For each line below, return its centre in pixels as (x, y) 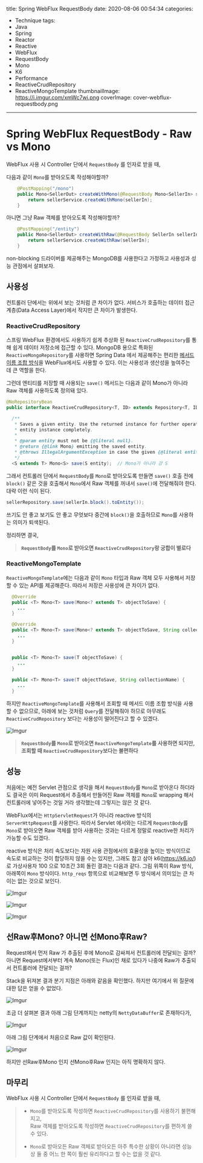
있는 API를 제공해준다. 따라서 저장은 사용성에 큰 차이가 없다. (89, 585)
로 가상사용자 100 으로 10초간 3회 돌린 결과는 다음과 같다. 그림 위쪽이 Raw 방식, (100, 866)
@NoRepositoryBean (29, 402)
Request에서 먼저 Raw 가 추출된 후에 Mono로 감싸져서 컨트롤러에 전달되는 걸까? (101, 952)
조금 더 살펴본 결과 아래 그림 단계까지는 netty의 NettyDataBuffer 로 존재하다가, (99, 1013)
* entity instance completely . (54, 430)
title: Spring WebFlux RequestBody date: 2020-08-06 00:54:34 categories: (100, 9)
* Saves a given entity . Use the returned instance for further (97, 424)
